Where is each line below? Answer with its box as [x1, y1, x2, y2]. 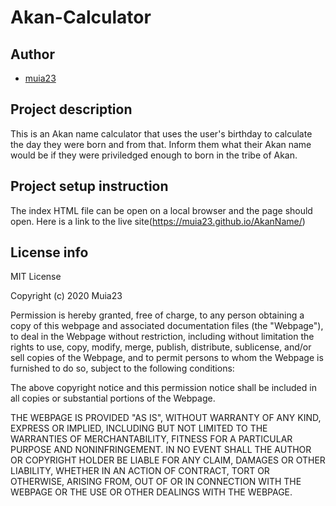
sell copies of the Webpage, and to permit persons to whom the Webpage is [10, 352, 324, 364]
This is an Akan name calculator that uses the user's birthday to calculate [10, 127, 313, 140]
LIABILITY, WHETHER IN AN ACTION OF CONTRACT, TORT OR [10, 465, 270, 477]
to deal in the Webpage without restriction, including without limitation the [10, 331, 315, 343]
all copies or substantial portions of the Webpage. [10, 392, 216, 405]
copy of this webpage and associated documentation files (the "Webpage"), [10, 320, 324, 332]
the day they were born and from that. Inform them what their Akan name [10, 138, 312, 150]
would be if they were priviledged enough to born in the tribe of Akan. [10, 149, 298, 161]
